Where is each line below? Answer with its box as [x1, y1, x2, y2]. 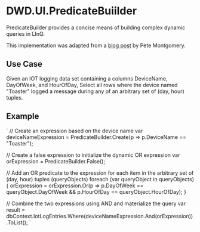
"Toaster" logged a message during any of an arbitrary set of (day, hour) [6, 88, 185, 95]
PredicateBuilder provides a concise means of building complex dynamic [6, 24, 186, 31]
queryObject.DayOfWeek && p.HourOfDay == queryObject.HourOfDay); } [6, 188, 187, 195]
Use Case [6, 59, 43, 69]
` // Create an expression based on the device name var [6, 127, 143, 134]
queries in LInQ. [6, 30, 45, 37]
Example [6, 112, 39, 122]
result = [6, 206, 26, 213]
